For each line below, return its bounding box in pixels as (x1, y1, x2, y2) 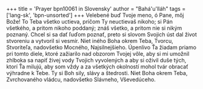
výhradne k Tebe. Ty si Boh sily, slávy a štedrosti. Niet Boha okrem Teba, (6, 70, 188, 76)
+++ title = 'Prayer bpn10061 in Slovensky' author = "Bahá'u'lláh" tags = (6, 5, 186, 12)
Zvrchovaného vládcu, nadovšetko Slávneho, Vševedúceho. (6, 76, 156, 83)
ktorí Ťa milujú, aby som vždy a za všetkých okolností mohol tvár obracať (6, 63, 188, 70)
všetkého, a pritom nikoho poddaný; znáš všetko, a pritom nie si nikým (6, 24, 182, 31)
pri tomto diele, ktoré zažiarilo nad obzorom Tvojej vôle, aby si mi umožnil (6, 50, 190, 57)
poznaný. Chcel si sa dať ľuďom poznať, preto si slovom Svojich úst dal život (6, 31, 197, 38)
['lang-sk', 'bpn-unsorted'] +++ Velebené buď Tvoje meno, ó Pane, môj (6, 12, 184, 19)
